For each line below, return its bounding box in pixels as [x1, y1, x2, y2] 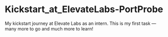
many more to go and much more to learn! [5, 25, 93, 31]
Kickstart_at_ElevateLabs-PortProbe [5, 4, 163, 15]
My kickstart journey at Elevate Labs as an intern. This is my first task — [5, 20, 156, 26]
